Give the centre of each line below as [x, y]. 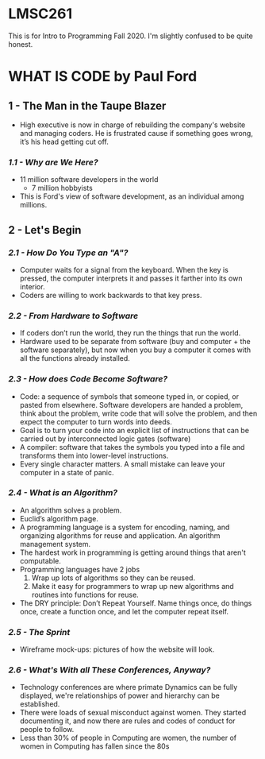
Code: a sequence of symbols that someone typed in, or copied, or [129, 396]
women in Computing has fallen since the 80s [94, 746]
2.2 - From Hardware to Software [73, 316]
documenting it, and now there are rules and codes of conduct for [127, 721]
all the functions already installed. [75, 358]
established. [40, 704]
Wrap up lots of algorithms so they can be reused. [113, 578]
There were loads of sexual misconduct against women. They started [133, 713]
